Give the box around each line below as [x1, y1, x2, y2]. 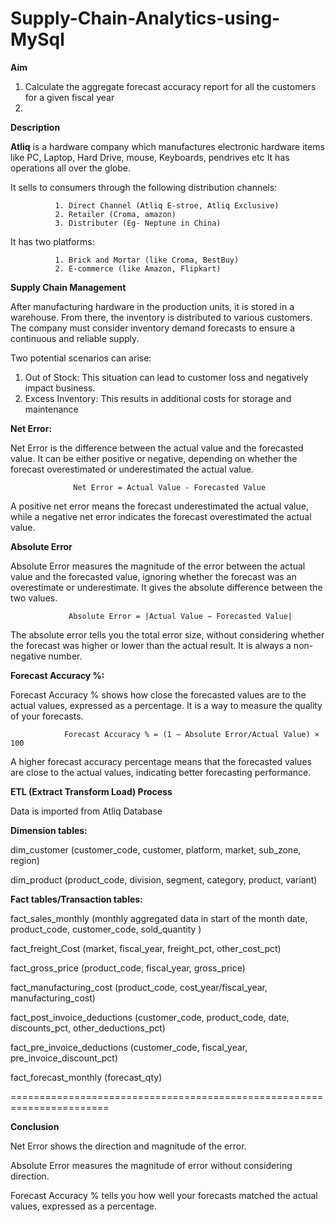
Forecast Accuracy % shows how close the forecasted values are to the [10, 688, 307, 701]
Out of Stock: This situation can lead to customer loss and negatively [24, 371, 309, 383]
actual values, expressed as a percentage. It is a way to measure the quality [10, 699, 323, 711]
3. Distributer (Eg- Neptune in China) [54, 218, 222, 228]
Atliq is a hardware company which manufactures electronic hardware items [10, 140, 325, 152]
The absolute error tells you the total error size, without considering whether [10, 628, 325, 641]
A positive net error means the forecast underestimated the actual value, [10, 500, 309, 512]
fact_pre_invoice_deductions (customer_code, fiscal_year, [10, 1041, 248, 1053]
